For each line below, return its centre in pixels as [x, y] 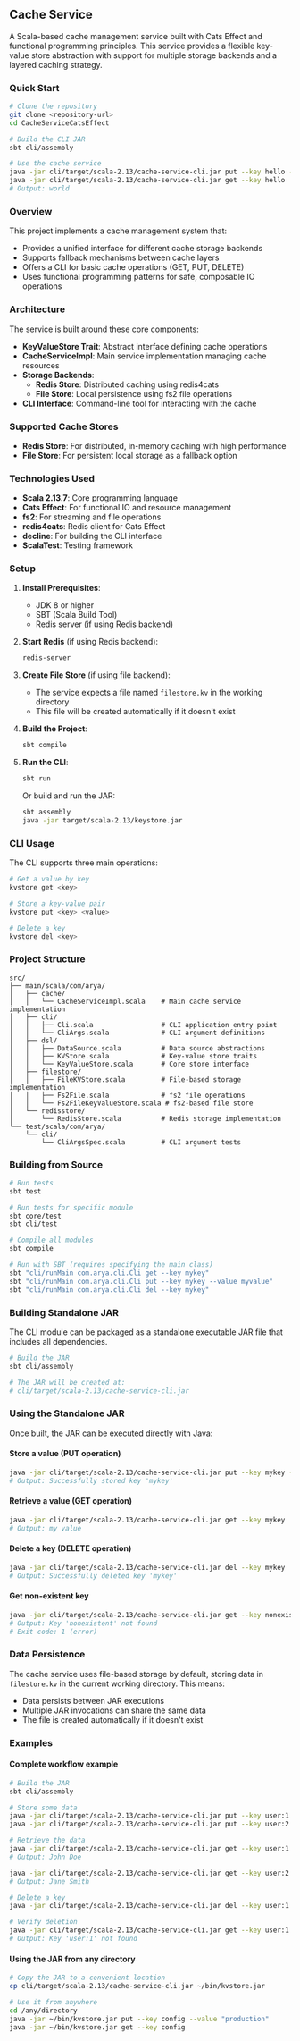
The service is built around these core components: [104, 329]
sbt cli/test [33, 1224]
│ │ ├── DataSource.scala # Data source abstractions [137, 1048]
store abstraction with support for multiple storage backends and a [154, 55]
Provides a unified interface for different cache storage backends [142, 249]
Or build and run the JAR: [69, 796]
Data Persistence [47, 1655]
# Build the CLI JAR [48, 139]
